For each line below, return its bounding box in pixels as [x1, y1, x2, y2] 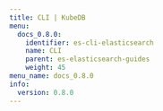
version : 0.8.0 [17, 88, 74, 97]
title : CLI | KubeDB [9, 13, 87, 22]
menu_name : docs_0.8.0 [9, 72, 94, 81]
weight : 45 [25, 64, 66, 73]
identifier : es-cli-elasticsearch [25, 38, 154, 47]
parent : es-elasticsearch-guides [25, 55, 150, 64]
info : [9, 80, 30, 89]
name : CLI [25, 47, 63, 55]
